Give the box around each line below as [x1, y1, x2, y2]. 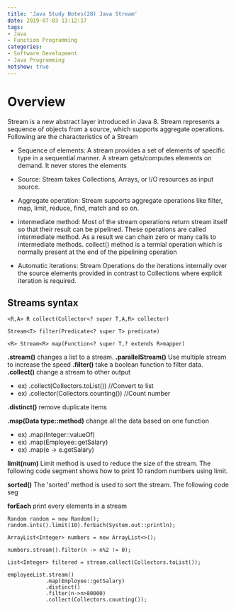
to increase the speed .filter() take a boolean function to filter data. [7, 360, 203, 369]
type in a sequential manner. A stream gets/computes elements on [17, 153, 212, 162]
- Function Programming [7, 37, 78, 44]
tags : [7, 23, 23, 30]
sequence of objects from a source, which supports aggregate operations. [7, 125, 225, 133]
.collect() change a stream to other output [7, 368, 131, 377]
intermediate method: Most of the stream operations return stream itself [17, 217, 228, 226]
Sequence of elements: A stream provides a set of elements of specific [17, 146, 225, 155]
